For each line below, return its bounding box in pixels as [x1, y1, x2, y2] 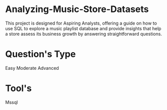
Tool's [5, 83, 32, 94]
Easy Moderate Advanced [5, 65, 59, 71]
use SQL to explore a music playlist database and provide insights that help [5, 25, 161, 31]
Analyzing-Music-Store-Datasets [5, 4, 149, 15]
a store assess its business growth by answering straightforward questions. [5, 31, 162, 37]
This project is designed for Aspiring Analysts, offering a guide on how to [5, 20, 157, 26]
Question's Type [5, 49, 76, 60]
